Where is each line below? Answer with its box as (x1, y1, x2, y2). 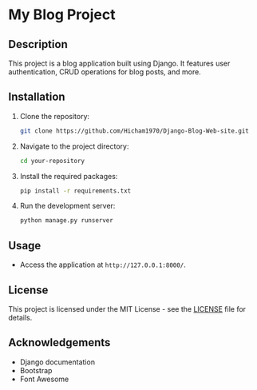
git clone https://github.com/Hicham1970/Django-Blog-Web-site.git (19, 126, 249, 135)
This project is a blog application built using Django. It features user (8, 58, 231, 68)
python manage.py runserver (19, 217, 113, 225)
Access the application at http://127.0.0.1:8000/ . (19, 260, 186, 269)
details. (8, 312, 33, 322)
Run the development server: (19, 201, 116, 211)
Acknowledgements (8, 336, 111, 349)
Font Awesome (19, 374, 69, 384)
